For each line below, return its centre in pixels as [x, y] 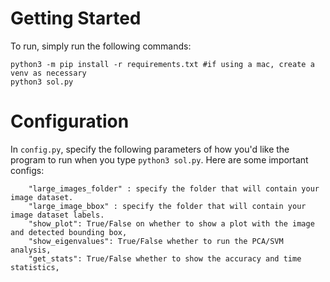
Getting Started [76, 18]
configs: [27, 170]
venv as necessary [48, 73]
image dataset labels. [57, 215]
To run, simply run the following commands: [101, 46]
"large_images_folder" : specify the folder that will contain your [174, 188]
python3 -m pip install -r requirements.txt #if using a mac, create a [162, 64]
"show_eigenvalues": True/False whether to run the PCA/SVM [156, 241]
